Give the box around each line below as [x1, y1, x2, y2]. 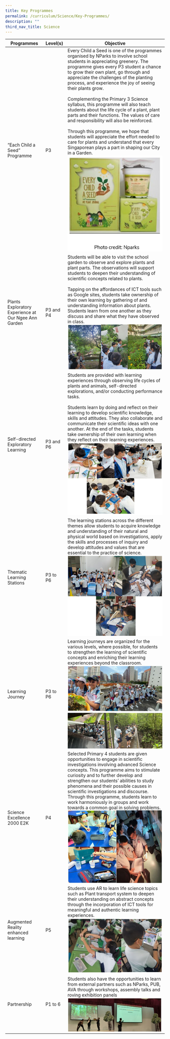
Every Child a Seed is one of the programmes [67, 48, 162, 53]
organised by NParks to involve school [67, 53, 148, 59]
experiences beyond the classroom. [67, 660, 142, 666]
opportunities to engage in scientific [67, 756, 143, 762]
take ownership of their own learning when [67, 431, 157, 437]
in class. [67, 318, 85, 324]
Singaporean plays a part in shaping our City [67, 144, 160, 150]
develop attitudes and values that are [67, 545, 145, 551]
